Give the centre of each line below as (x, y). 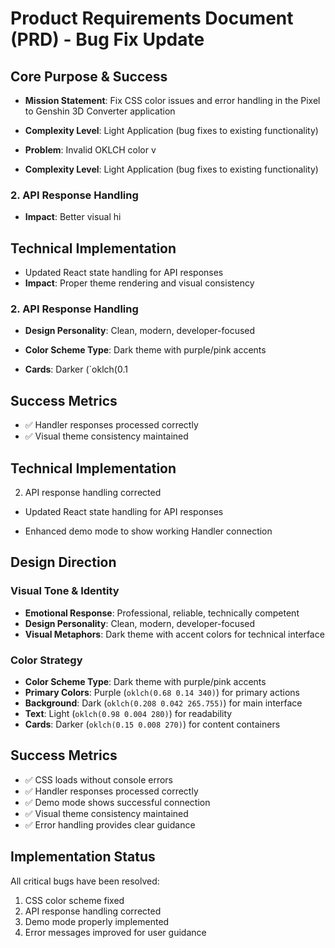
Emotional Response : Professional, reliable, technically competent (162, 613)
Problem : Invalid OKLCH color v (90, 150)
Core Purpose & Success (89, 76)
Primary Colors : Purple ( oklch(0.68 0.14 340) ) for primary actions (162, 693)
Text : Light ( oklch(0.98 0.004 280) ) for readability (128, 714)
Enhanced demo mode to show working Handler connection (148, 531)
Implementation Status (83, 857)
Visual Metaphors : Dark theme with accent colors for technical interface (174, 634)
